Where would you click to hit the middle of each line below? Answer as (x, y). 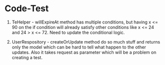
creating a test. (27, 57)
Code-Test (27, 9)
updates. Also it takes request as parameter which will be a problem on (84, 52)
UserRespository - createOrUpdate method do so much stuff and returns (86, 42)
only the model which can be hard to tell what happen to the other (79, 47)
